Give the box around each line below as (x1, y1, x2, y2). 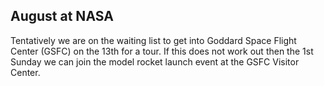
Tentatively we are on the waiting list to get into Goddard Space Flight (10, 34, 297, 46)
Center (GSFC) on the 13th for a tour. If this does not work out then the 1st (10, 45, 314, 57)
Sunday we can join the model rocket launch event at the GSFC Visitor (10, 55, 300, 68)
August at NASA (10, 8, 114, 25)
